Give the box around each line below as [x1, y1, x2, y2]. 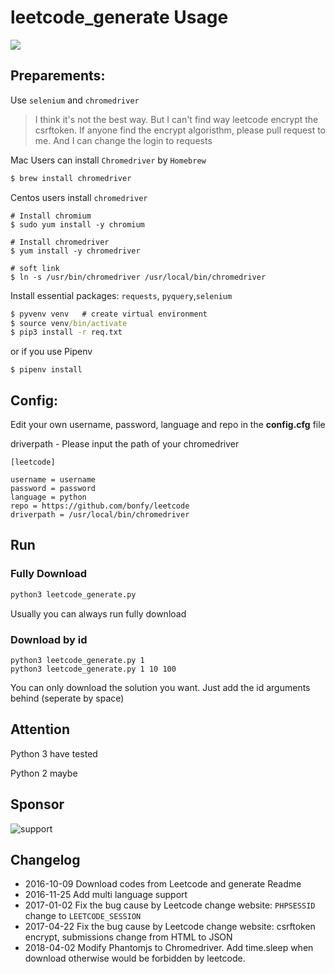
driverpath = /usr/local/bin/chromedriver [10, 510, 190, 520]
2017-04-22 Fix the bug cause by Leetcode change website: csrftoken [24, 921, 316, 933]
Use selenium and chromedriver [10, 94, 140, 106]
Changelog [10, 851, 81, 868]
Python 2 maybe [10, 767, 78, 779]
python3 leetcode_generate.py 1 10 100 [10, 664, 177, 674]
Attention [10, 721, 70, 738]
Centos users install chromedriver [10, 191, 148, 203]
